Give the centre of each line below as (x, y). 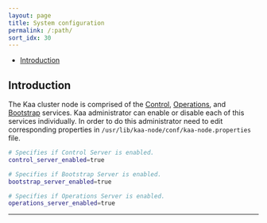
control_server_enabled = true (56, 160)
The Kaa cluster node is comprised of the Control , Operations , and (117, 105)
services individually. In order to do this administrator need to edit (116, 121)
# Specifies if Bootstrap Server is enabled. (85, 174)
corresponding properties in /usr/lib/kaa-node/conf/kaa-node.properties (130, 130)
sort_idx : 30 (30, 38)
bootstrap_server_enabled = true (60, 182)
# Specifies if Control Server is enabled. (81, 153)
